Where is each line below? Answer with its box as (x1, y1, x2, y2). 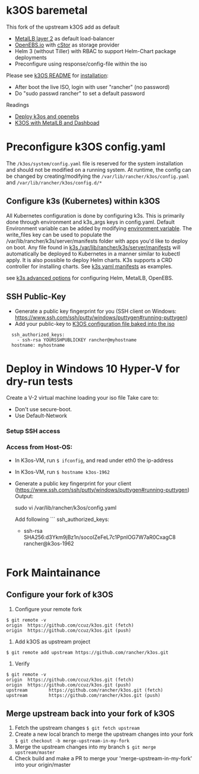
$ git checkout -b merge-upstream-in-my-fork (14, 738, 129, 744)
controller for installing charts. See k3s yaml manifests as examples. (6, 263, 173, 270)
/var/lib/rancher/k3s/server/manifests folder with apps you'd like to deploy (6, 237, 188, 245)
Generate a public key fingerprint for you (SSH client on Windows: (14, 307, 177, 314)
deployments (14, 54, 48, 61)
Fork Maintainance (6, 566, 101, 579)
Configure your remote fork (14, 605, 82, 612)
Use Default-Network (14, 412, 67, 420)
